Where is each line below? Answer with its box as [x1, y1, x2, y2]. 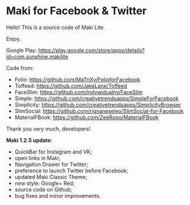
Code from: [6, 64, 34, 72]
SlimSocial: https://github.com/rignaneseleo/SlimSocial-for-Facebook [14, 107, 184, 114]
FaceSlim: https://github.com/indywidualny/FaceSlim [14, 88, 143, 95]
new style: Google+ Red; [14, 180, 75, 187]
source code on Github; [14, 185, 73, 193]
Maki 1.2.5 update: [6, 136, 53, 143]
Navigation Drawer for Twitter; [14, 161, 89, 168]
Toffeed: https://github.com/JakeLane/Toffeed [14, 82, 127, 89]
